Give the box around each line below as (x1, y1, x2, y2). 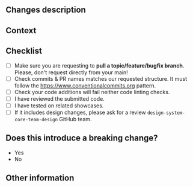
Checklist (5, 46, 43, 56)
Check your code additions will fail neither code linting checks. (14, 88, 170, 95)
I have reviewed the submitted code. (14, 95, 105, 102)
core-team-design (14, 116, 58, 122)
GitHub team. (59, 115, 92, 122)
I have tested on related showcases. (14, 102, 104, 109)
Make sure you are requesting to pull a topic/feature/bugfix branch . (14, 62, 185, 69)
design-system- (147, 110, 186, 116)
